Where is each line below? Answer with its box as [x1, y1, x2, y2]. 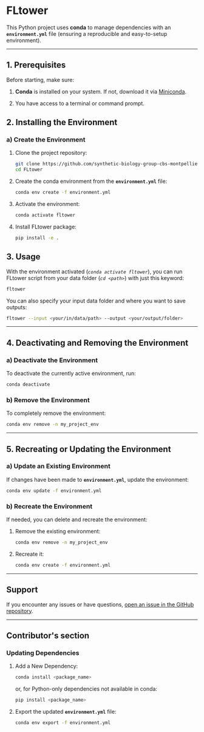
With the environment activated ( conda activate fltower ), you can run [6, 268, 183, 275]
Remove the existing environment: [15, 527, 101, 535]
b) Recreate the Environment [6, 502, 93, 510]
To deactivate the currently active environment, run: [6, 370, 137, 377]
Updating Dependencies [6, 648, 80, 657]
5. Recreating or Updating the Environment [6, 444, 171, 454]
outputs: [6, 303, 27, 310]
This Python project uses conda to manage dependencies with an [6, 24, 171, 31]
